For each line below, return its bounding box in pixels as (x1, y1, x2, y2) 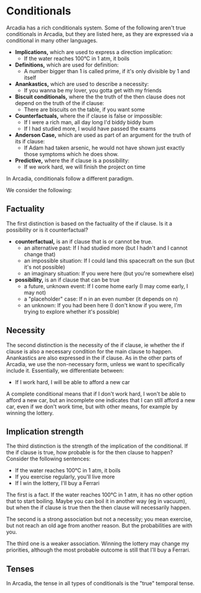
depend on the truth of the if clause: (14, 99, 104, 106)
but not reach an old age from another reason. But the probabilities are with (6, 522, 193, 529)
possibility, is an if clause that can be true (14, 276, 120, 283)
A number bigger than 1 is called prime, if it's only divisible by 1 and (23, 67, 190, 74)
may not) (23, 289, 46, 296)
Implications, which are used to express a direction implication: (14, 48, 173, 55)
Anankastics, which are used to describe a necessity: (14, 80, 149, 88)
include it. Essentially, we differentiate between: (6, 367, 124, 374)
